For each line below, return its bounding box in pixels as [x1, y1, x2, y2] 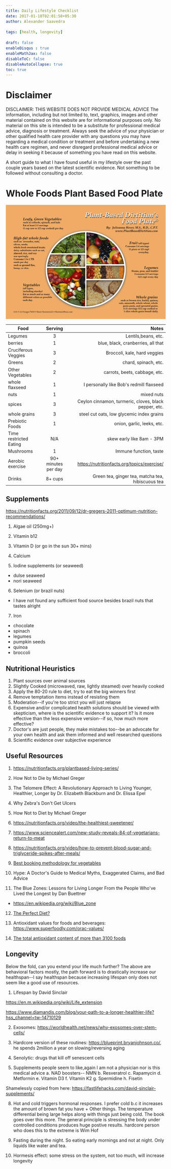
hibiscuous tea [133, 478, 164, 485]
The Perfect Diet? [13, 910, 50, 916]
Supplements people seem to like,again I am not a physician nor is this [13, 1064, 160, 1071]
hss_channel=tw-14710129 [6, 1014, 61, 1020]
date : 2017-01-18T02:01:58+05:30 [6, 13, 77, 19]
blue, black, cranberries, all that [97, 340, 164, 346]
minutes [46, 461, 63, 467]
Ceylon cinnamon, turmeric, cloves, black [77, 398, 164, 404]
